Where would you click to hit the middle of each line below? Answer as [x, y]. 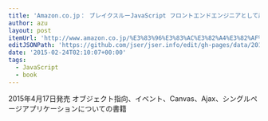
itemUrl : [23, 38]
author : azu [28, 23]
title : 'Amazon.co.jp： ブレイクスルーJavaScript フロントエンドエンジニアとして [134, 16]
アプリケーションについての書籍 [75, 108]
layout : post [30, 30]
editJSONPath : [32, 45]
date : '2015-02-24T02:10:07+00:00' [67, 53]
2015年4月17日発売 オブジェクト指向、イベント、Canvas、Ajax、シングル [130, 98]
